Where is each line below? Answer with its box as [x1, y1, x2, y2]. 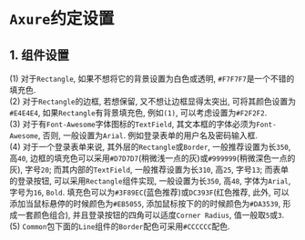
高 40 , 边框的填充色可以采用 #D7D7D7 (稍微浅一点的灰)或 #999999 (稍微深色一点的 [9, 153, 296, 164]
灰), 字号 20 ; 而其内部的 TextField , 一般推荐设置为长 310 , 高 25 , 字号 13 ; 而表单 [9, 165, 290, 175]
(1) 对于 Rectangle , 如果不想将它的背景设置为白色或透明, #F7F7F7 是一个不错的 [9, 74, 295, 84]
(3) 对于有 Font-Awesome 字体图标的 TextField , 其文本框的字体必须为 [9, 119, 257, 129]
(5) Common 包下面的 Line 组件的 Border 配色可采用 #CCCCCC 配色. [9, 221, 230, 232]
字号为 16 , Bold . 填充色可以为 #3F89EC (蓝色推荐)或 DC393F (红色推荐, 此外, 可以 [9, 187, 290, 197]
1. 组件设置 [9, 47, 70, 63]
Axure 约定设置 [9, 8, 115, 29]
